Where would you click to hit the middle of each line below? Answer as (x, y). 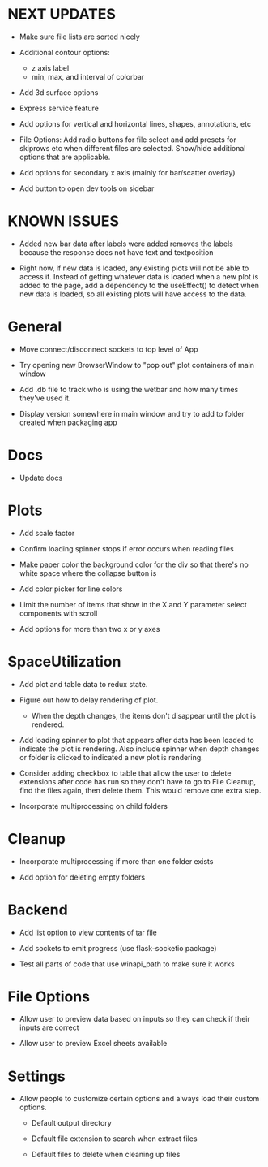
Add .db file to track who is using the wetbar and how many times (129, 389)
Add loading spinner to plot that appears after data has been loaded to (136, 740)
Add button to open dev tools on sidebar (87, 188)
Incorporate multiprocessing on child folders (93, 806)
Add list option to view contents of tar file (88, 932)
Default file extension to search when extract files (114, 1139)
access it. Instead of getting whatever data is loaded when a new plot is (139, 276)
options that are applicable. (65, 157)
